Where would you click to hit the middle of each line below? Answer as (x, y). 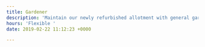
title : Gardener (27, 12)
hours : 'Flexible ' (31, 23)
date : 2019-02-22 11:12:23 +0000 (49, 29)
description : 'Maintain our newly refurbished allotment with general (98, 18)
